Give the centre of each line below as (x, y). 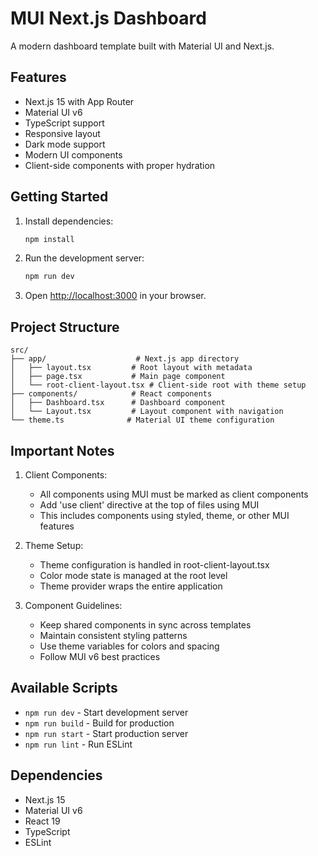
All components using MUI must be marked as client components (174, 494)
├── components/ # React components (111, 394)
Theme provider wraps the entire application (131, 586)
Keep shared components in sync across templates (145, 624)
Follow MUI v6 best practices (100, 656)
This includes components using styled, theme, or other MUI (164, 515)
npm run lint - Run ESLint (78, 744)
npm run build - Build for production (99, 723)
